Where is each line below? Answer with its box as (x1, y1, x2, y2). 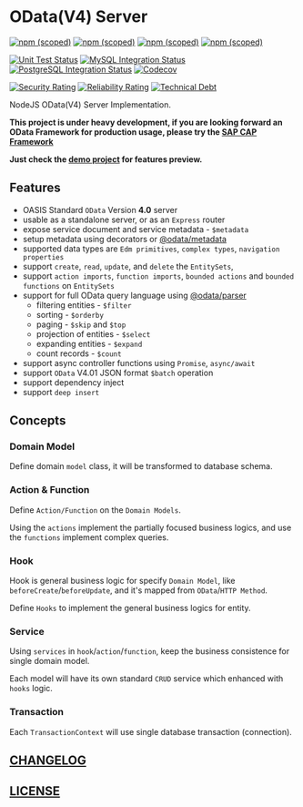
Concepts (9, 413, 66, 429)
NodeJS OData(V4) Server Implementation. (9, 98, 171, 110)
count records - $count (35, 348, 122, 359)
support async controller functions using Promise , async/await (22, 357, 256, 368)
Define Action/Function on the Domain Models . (9, 504, 182, 516)
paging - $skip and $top (35, 319, 126, 330)
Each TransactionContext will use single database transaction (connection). (9, 726, 293, 737)
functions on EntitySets (22, 280, 116, 291)
